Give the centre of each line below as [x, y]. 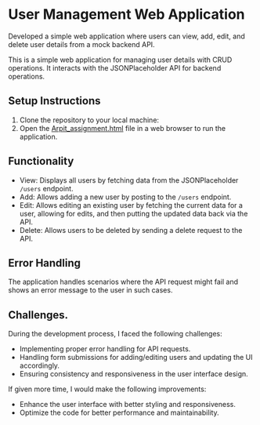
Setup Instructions [54, 101]
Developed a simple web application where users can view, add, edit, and [126, 36]
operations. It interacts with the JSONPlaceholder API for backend [115, 67]
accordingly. [40, 365]
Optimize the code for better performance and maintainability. [119, 412]
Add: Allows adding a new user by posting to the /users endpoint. [125, 197]
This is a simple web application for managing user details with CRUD [120, 60]
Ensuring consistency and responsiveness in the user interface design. [134, 374]
